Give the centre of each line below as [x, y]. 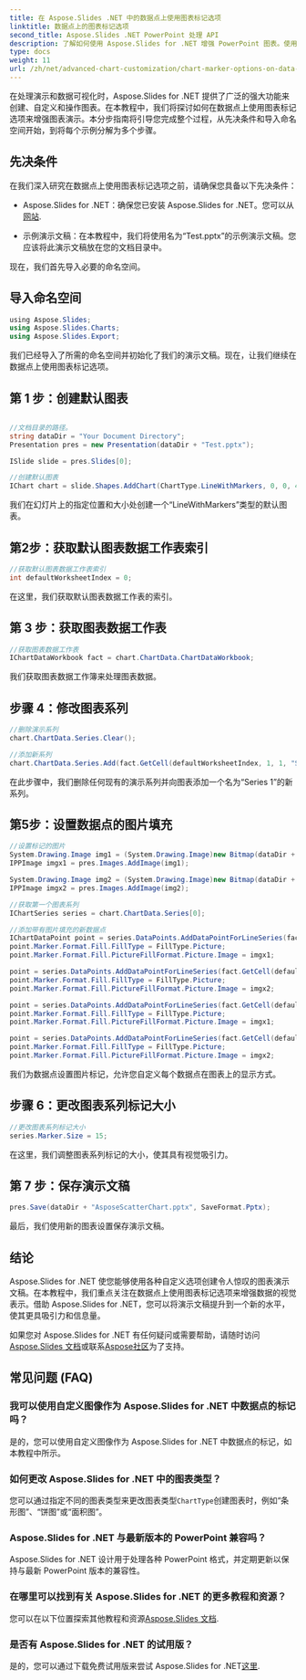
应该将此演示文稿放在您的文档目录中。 [94, 247]
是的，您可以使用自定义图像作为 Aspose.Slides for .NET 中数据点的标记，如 [151, 1441]
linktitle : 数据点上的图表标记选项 [69, 26]
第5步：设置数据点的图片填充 [91, 825]
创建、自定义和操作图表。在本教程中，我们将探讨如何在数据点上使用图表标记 [153, 107]
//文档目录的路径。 [41, 427]
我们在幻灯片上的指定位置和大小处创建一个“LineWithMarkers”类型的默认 [144, 505]
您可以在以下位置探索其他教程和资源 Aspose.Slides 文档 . [114, 1618]
